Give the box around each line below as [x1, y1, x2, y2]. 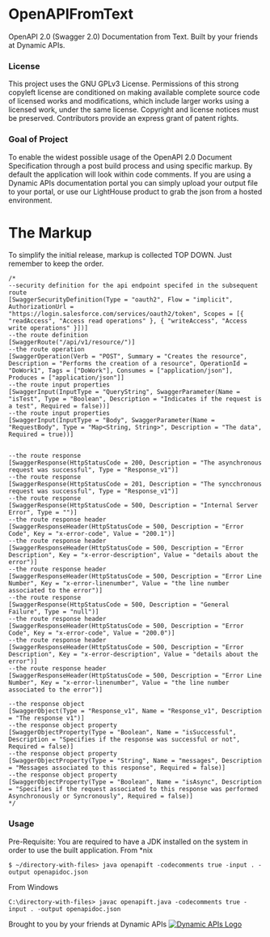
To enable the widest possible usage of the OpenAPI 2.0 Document [8, 152, 233, 162]
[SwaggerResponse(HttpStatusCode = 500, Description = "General [8, 601, 230, 609]
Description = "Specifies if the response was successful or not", [8, 735, 241, 744]
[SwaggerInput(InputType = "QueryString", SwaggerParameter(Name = [8, 388, 241, 396]
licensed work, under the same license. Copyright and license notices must [8, 105, 259, 114]
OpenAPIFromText [8, 5, 134, 24]
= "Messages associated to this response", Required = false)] [8, 764, 226, 772]
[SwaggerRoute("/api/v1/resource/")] [8, 338, 136, 347]
